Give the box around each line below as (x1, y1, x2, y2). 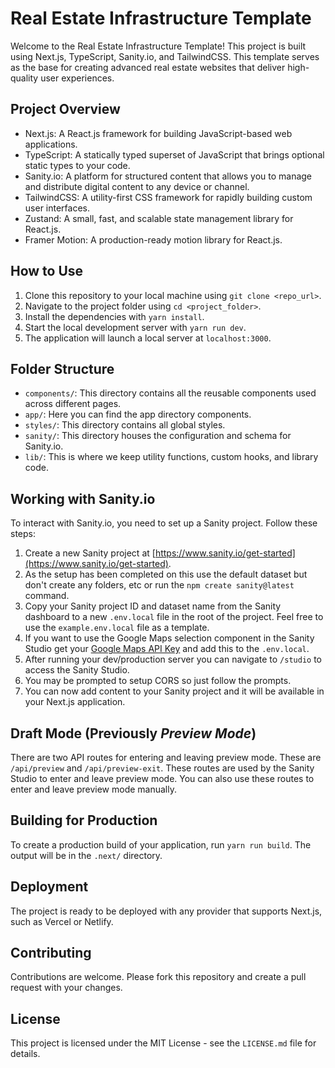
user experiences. (40, 72, 115, 84)
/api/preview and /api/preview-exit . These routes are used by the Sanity (10, 762, 315, 774)
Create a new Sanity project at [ (24, 547, 156, 559)
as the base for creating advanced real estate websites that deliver (10, 61, 286, 73)
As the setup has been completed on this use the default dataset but (24, 568, 308, 581)
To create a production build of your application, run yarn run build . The (10, 838, 312, 851)
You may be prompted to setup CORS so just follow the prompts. (24, 675, 292, 687)
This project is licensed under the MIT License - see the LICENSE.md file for (10, 1037, 317, 1049)
